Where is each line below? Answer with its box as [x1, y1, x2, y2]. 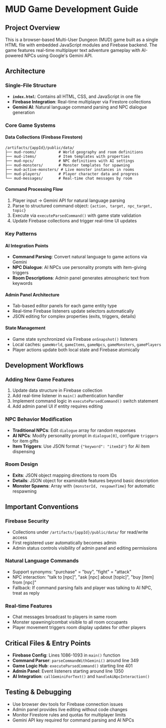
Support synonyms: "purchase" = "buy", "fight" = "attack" [12, 569, 132, 575]
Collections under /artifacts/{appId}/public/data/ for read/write [12, 529, 148, 535]
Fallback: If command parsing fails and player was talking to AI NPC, [12, 585, 153, 591]
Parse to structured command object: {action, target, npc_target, [12, 203, 153, 209]
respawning [12, 488, 37, 494]
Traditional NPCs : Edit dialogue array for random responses [12, 427, 136, 433]
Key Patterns [5, 230, 37, 237]
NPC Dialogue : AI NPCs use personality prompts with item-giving [12, 264, 147, 270]
